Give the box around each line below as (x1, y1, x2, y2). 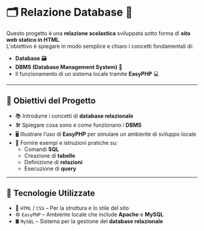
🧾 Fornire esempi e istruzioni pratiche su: (15, 139, 118, 146)
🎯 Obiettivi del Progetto (6, 96, 96, 106)
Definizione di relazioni (24, 158, 83, 166)
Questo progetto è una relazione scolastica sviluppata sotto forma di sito (6, 29, 191, 37)
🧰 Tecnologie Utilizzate (6, 188, 95, 198)
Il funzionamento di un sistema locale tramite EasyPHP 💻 (15, 70, 160, 77)
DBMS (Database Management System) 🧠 (15, 63, 123, 70)
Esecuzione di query (24, 165, 76, 172)
